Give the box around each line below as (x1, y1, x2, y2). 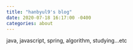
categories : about (6, 20, 53, 26)
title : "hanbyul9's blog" (6, 9, 72, 15)
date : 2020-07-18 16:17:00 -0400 (6, 15, 92, 21)
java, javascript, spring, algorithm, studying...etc (6, 37, 128, 45)
